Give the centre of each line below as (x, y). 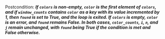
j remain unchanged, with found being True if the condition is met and (78, 27)
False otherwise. (23, 32)
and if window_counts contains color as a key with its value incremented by (82, 12)
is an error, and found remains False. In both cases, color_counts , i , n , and (82, 22)
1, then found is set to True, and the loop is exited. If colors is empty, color (82, 17)
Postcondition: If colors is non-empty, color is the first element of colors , (81, 7)
